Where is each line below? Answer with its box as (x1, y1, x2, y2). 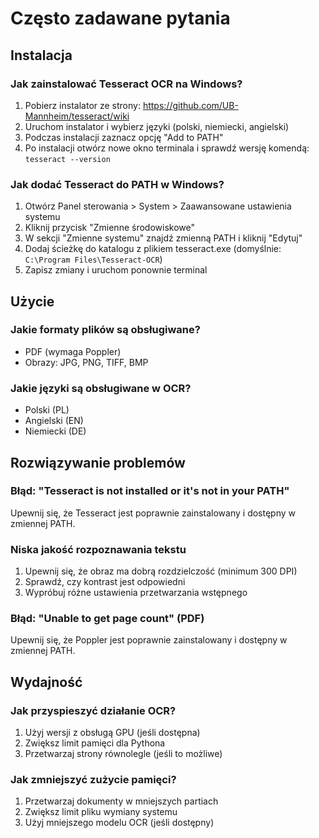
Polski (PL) (24, 404, 70, 416)
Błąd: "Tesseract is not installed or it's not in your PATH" (10, 484, 290, 498)
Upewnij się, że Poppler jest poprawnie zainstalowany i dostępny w (10, 634, 288, 646)
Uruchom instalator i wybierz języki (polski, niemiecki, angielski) (24, 120, 290, 132)
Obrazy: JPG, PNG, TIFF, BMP (24, 356, 149, 368)
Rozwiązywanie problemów (10, 454, 186, 471)
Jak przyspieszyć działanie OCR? (10, 703, 177, 717)
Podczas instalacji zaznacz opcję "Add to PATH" (24, 131, 224, 143)
